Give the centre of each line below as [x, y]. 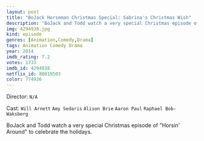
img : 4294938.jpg [28, 29]
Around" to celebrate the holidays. [49, 132]
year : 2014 [20, 51]
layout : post [23, 12]
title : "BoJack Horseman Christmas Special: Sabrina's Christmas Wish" [99, 18]
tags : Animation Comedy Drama [45, 46]
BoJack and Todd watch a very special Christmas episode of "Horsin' [93, 125]
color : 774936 [24, 79]
